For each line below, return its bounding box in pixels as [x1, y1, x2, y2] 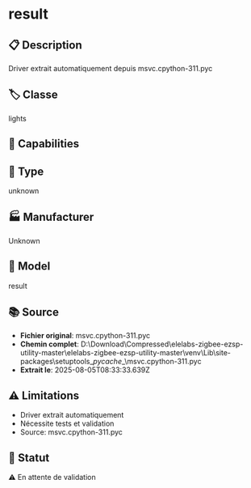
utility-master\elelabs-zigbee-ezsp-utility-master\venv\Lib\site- [19, 348, 232, 358]
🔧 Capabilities [8, 137, 80, 151]
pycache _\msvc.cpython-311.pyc [92, 357, 202, 367]
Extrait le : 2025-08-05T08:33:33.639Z [19, 365, 151, 375]
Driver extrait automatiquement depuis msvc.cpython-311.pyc [8, 64, 213, 73]
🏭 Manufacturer [8, 210, 94, 224]
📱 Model [8, 260, 51, 274]
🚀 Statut [8, 451, 50, 465]
